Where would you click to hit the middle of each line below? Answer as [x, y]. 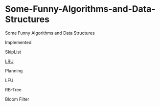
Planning [14, 71]
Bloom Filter [17, 99]
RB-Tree [13, 89]
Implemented [18, 42]
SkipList [13, 52]
